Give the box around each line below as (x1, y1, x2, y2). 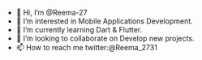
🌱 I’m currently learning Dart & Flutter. (15, 25, 143, 34)
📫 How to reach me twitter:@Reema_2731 (15, 43, 158, 52)
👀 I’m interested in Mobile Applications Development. (15, 16, 193, 26)
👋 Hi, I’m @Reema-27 (15, 8, 88, 17)
